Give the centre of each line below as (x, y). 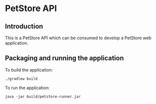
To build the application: (29, 70)
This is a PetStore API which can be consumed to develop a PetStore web (78, 38)
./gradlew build (21, 79)
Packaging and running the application (64, 58)
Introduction (24, 26)
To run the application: (27, 88)
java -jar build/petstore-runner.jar (43, 97)
